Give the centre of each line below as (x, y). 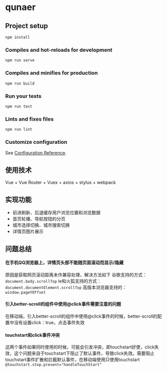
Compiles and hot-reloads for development (59, 50)
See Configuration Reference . (36, 153)
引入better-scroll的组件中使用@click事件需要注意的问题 (63, 304)
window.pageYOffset (26, 292)
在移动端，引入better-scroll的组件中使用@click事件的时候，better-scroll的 (81, 316)
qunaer (21, 7)
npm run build (20, 83)
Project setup (27, 26)
